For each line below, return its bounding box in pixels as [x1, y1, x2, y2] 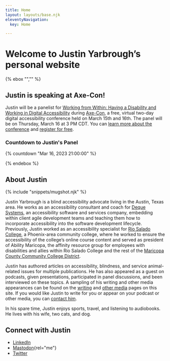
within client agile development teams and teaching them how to [5, 215, 140, 221]
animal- [148, 263, 164, 269]
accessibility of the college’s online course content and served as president [5, 237, 164, 243]
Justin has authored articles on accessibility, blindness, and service [5, 263, 147, 269]
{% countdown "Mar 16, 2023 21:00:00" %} [5, 150, 97, 156]
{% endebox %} [5, 161, 39, 167]
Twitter [12, 350, 28, 356]
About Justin [5, 175, 47, 184]
